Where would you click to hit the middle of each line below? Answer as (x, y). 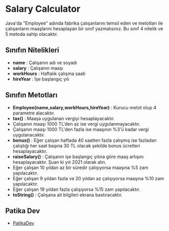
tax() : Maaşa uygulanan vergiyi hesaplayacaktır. (64, 118)
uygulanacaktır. (29, 134)
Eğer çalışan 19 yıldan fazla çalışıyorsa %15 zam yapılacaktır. (76, 189)
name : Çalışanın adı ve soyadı (45, 63)
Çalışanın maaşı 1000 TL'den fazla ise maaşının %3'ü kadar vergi (81, 129)
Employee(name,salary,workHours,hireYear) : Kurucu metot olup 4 (84, 107)
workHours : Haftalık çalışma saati (49, 73)
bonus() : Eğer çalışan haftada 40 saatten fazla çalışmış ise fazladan (84, 140)
